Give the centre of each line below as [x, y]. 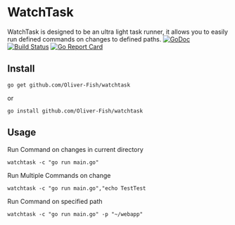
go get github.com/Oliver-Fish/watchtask [69, 85]
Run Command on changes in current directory [76, 149]
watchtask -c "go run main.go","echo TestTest [77, 188]
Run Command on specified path [55, 201]
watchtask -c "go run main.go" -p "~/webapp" [75, 214]
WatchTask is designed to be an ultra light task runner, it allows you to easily [118, 32]
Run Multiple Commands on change [59, 175]
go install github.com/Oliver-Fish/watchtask [75, 111]
